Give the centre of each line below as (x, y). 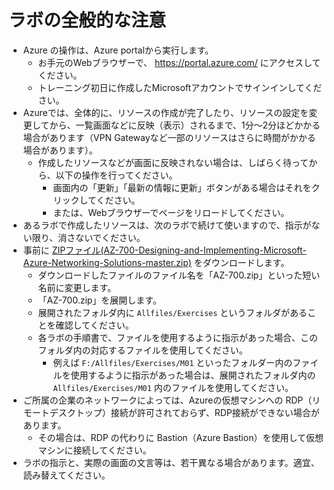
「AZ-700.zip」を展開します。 (99, 300)
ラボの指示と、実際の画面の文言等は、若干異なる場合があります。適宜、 (171, 462)
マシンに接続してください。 (94, 450)
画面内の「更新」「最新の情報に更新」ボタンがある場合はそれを (182, 187)
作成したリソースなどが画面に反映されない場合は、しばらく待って (173, 162)
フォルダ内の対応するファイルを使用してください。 (142, 350)
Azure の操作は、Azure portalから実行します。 (118, 50)
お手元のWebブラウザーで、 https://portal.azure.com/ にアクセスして (179, 62)
